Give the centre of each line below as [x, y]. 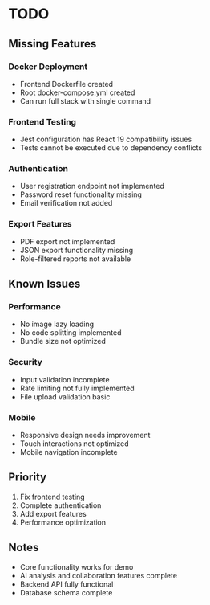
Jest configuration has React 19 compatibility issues [106, 139]
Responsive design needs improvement [85, 435]
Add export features [53, 513]
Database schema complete [66, 592]
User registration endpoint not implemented [92, 186]
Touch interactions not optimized [75, 444]
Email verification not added [66, 203]
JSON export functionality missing [77, 250]
